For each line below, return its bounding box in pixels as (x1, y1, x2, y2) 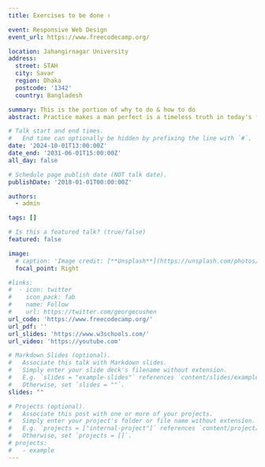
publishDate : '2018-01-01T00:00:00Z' (8, 178, 132, 186)
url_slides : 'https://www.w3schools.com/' (8, 330, 150, 338)
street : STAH (15, 62, 58, 70)
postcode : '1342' (15, 84, 73, 92)
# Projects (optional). (8, 402, 87, 410)
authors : (8, 192, 37, 200)
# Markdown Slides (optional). (8, 352, 111, 360)
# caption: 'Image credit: (15, 257, 104, 265)
